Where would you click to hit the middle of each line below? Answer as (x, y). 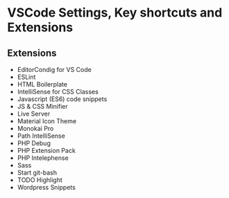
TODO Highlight (40, 180)
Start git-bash (37, 172)
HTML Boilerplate (42, 84)
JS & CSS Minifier (42, 106)
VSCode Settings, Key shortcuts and (115, 13)
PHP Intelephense (43, 158)
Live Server (34, 114)
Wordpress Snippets (46, 187)
